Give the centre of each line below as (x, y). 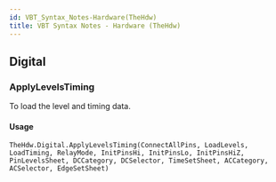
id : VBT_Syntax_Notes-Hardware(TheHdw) (83, 17)
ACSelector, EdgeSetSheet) (59, 169)
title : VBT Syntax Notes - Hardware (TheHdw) (95, 26)
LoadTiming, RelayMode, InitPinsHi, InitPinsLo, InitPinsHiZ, (127, 153)
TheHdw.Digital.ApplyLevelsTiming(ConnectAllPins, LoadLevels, (129, 146)
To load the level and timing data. (70, 107)
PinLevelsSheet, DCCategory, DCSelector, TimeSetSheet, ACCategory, (139, 161)
